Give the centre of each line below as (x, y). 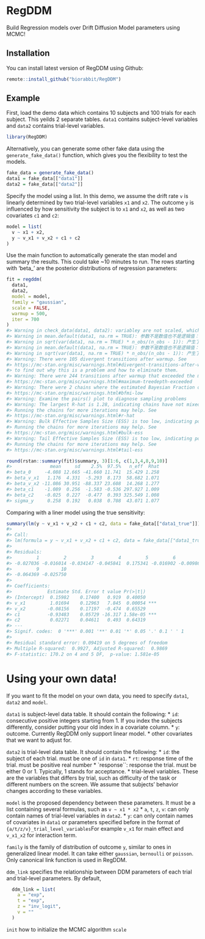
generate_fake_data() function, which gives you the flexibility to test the (97, 155)
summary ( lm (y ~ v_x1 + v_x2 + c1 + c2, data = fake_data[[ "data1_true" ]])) (105, 524)
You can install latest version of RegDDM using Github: (75, 68)
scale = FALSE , (31, 308)
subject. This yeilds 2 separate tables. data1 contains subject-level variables (102, 119)
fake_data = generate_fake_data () (50, 173)
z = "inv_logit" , (39, 907)
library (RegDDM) (27, 137)
